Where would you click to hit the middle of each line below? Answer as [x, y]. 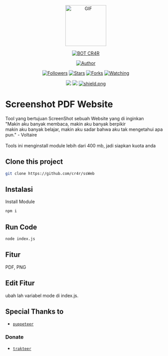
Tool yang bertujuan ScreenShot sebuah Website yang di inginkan [75, 118]
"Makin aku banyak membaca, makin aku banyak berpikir [66, 124]
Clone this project [34, 162]
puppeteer [23, 324]
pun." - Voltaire [21, 135]
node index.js [20, 239]
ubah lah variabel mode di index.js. [42, 295]
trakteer [22, 349]
